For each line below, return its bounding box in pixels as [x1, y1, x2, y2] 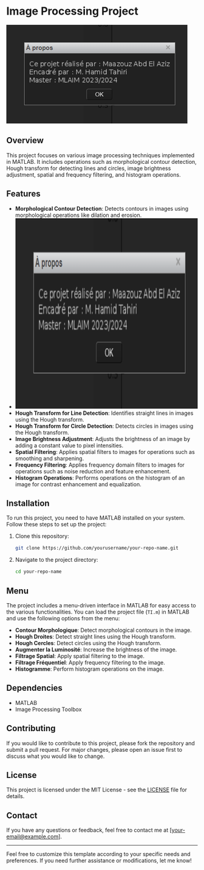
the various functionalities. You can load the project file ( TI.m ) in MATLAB [6, 608, 189, 615]
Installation [6, 498, 50, 508]
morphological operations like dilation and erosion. [15, 211, 142, 219]
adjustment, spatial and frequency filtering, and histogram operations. [6, 171, 181, 178]
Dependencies [6, 683, 63, 693]
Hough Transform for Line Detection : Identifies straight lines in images [15, 409, 194, 417]
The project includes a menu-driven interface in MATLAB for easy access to [6, 601, 196, 609]
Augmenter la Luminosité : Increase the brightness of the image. [15, 646, 177, 653]
